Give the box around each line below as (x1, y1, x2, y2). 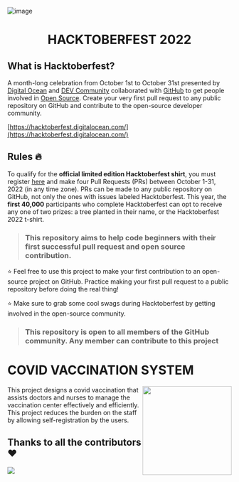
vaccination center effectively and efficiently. (7, 400, 139, 409)
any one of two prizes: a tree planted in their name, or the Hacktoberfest (7, 207, 219, 216)
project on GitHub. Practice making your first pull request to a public (29, 277, 229, 286)
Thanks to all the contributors (7, 437, 142, 449)
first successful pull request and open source (24, 242, 186, 252)
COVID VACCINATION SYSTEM (7, 363, 194, 378)
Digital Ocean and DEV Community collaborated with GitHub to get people (7, 86, 225, 95)
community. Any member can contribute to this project (24, 336, 219, 346)
